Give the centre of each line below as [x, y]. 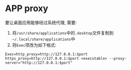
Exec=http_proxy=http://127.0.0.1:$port [47, 54]
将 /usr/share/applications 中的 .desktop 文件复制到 [63, 33]
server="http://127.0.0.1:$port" [39, 63]
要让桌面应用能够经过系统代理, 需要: [41, 22]
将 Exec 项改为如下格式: [34, 45]
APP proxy [27, 9]
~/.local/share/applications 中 [44, 39]
